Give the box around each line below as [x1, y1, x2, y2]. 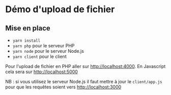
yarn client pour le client [12, 53, 67, 59]
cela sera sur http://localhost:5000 [5, 69, 78, 75]
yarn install [12, 38, 41, 43]
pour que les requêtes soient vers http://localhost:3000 [5, 84, 122, 90]
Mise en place [5, 24, 51, 33]
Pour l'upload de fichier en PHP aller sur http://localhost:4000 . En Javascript [5, 64, 166, 69]
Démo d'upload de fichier [5, 4, 115, 15]
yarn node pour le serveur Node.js [12, 48, 84, 54]
